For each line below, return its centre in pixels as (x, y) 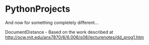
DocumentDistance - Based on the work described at (59, 32)
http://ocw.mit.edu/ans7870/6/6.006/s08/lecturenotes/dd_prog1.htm (74, 37)
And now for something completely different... (52, 22)
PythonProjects (38, 9)
